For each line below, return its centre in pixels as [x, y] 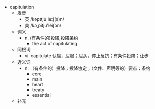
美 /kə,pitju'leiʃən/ [43, 25]
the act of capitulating [55, 44]
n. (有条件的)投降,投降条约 [51, 38]
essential [41, 95]
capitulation [22, 7]
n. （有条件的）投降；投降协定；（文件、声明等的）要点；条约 [87, 68]
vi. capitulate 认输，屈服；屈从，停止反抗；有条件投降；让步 [86, 56]
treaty [38, 90]
